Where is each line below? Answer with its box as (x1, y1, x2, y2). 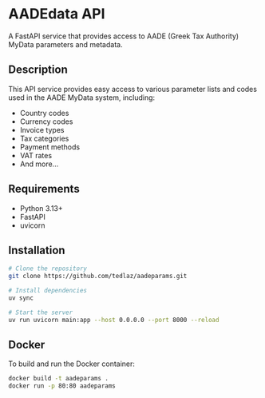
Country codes (19, 108, 69, 117)
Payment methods (19, 141, 81, 152)
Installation (8, 243, 65, 257)
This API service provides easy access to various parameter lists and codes (8, 84, 258, 94)
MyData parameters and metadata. (8, 39, 123, 49)
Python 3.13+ (19, 203, 64, 213)
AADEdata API (8, 5, 105, 23)
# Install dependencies (8, 287, 88, 295)
